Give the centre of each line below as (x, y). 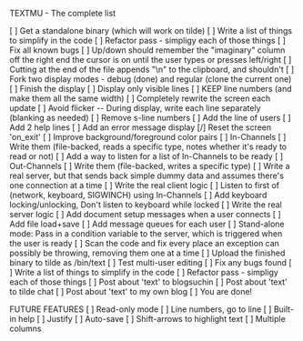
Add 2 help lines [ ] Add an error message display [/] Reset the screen (141, 127)
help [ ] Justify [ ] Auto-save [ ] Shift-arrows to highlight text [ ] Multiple (152, 319)
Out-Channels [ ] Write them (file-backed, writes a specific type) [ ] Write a (150, 166)
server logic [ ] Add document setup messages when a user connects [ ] (146, 214)
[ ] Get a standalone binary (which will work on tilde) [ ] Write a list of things (151, 30)
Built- (283, 309)
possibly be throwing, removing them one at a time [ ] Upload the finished (147, 253)
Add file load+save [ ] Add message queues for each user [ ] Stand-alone (147, 224)
